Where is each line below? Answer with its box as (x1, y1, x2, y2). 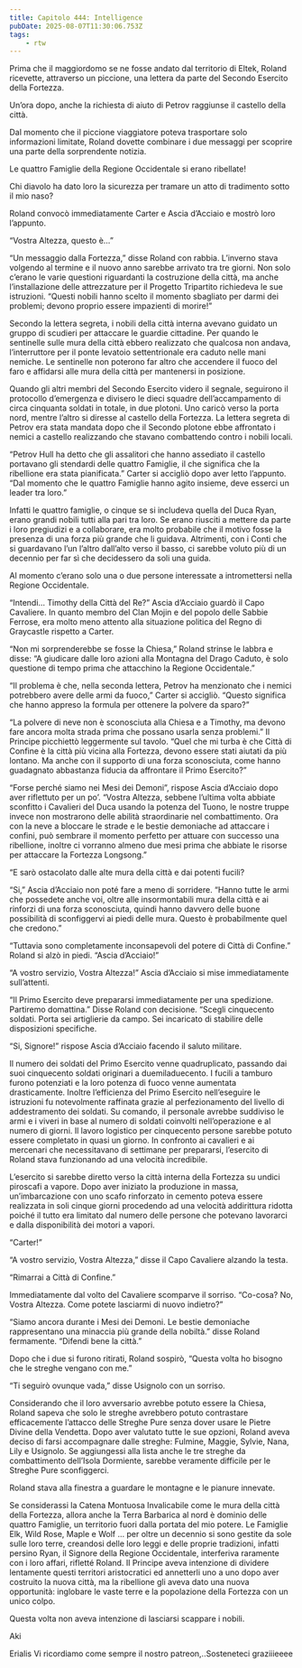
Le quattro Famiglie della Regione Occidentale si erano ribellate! (9, 163, 246, 174)
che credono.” (9, 922, 62, 934)
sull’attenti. (9, 977, 50, 988)
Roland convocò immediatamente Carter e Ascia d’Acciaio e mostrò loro (9, 208, 276, 219)
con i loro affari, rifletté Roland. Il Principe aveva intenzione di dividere (9, 1558, 270, 1569)
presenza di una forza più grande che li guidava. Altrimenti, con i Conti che (9, 533, 287, 544)
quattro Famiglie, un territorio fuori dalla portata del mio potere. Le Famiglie (9, 1519, 288, 1530)
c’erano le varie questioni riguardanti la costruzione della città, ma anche (9, 272, 279, 283)
